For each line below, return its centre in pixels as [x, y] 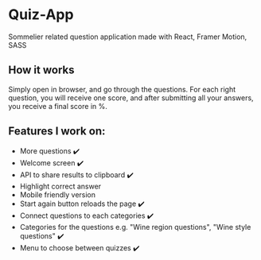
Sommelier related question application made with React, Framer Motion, [128, 37]
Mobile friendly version [58, 194]
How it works [41, 70]
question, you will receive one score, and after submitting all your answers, [131, 98]
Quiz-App [41, 15]
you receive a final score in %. [58, 106]
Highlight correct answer [60, 186]
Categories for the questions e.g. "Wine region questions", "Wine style [135, 227]
